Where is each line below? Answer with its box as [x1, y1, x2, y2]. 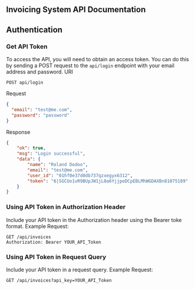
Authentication [6, 25, 63, 35]
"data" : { [16, 156, 41, 162]
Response [6, 128, 31, 135]
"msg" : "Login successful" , [16, 151, 85, 157]
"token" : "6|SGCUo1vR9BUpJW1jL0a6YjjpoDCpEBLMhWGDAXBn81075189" [27, 178, 189, 184]
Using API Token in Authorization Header [6, 203, 125, 211]
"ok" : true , [16, 145, 46, 151]
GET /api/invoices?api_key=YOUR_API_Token [6, 277, 112, 283]
